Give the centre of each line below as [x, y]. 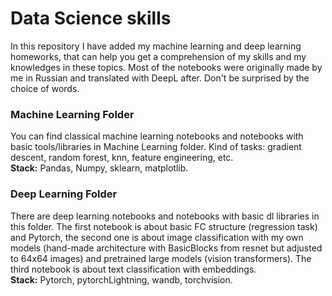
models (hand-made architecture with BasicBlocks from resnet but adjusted [166, 248]
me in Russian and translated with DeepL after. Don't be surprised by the [160, 78]
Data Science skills [91, 18]
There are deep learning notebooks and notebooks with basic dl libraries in [165, 216]
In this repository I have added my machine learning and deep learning [156, 46]
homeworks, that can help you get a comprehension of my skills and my [158, 56]
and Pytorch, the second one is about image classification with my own [157, 237]
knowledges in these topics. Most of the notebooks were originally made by [166, 67]
